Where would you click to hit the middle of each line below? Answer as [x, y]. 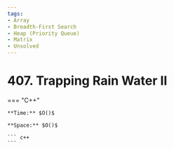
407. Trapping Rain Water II [87, 81]
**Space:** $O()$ [33, 125]
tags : [15, 14]
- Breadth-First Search [42, 27]
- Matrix [20, 40]
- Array [19, 20]
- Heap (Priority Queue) [43, 33]
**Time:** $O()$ [31, 113]
